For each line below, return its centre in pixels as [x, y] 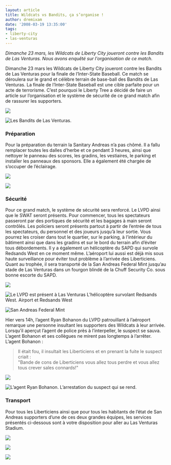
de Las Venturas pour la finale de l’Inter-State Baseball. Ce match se [77, 74]
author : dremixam [24, 19]
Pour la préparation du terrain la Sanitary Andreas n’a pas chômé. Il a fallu [83, 145]
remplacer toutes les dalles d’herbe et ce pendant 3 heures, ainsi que [78, 150]
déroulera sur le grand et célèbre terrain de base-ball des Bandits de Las [82, 79]
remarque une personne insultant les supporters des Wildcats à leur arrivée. [86, 325]
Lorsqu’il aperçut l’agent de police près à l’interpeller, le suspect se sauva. [83, 331]
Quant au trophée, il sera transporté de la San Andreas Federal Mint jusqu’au [86, 264]
